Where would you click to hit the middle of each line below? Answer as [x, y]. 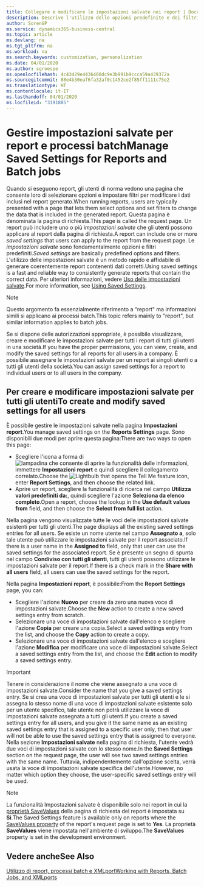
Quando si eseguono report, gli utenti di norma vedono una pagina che [95, 188]
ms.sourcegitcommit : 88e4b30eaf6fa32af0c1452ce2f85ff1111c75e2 [88, 80]
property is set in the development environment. [66, 837]
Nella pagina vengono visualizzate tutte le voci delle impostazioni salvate [97, 520]
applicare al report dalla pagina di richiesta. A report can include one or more [102, 234]
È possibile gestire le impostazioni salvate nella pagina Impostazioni [92, 426]
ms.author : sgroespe [32, 69]
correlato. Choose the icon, [102, 476]
